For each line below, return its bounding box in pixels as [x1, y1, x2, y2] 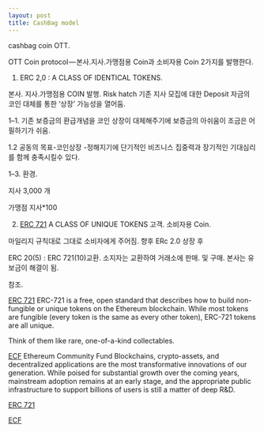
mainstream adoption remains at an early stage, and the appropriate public [8, 376, 251, 385]
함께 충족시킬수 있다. [16, 152, 81, 162]
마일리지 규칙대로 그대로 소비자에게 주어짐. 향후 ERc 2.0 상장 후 [8, 236, 204, 246]
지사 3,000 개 [8, 186, 51, 195]
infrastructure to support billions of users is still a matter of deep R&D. [8, 385, 236, 394]
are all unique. [8, 321, 55, 330]
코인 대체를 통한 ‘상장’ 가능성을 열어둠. [8, 99, 126, 108]
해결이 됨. [28, 262, 59, 272]
